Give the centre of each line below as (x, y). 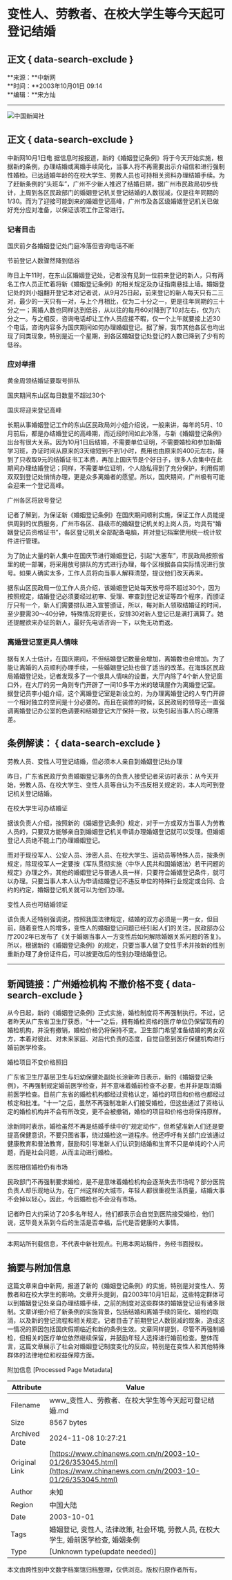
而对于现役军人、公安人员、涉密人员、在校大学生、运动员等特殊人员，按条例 (116, 855)
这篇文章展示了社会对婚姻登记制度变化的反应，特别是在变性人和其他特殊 (122, 1346)
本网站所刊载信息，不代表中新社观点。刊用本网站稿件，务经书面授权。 (107, 1244)
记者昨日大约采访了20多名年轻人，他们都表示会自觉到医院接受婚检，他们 (111, 1214)
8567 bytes (68, 1423)
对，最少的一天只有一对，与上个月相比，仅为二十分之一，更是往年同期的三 (113, 302)
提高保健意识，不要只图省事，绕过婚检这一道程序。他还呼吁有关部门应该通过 (116, 1135)
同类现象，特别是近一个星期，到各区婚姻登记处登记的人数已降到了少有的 (122, 336)
